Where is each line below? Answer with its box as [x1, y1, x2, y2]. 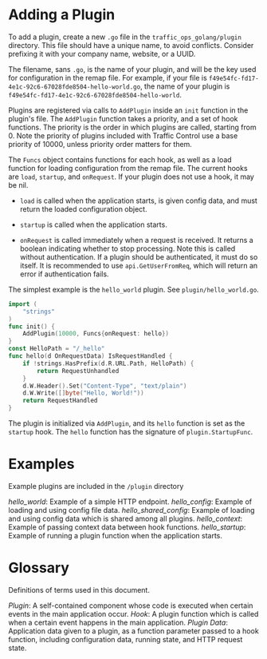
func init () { [8, 322, 56, 331]
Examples [8, 455, 75, 473]
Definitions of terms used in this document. [8, 585, 150, 594]
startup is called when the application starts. [19, 220, 167, 229]
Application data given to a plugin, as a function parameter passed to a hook [8, 625, 259, 636]
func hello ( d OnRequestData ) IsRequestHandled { [8, 352, 173, 360]
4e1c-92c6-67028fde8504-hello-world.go [8, 82, 141, 91]
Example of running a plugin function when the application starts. [8, 531, 223, 540]
